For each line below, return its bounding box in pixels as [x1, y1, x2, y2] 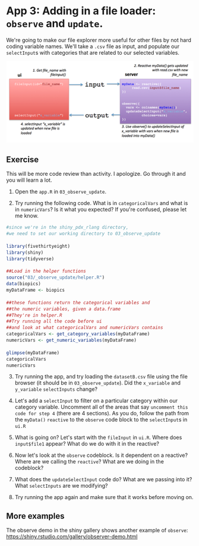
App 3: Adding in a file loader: [6, 4, 156, 18]
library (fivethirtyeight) [6, 243, 70, 249]
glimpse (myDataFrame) [6, 349, 60, 356]
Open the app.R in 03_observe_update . [14, 188, 107, 195]
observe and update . [6, 17, 103, 30]
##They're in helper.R [6, 312, 62, 318]
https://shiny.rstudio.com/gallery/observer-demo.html [6, 533, 138, 540]
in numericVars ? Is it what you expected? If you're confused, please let [14, 206, 187, 213]
